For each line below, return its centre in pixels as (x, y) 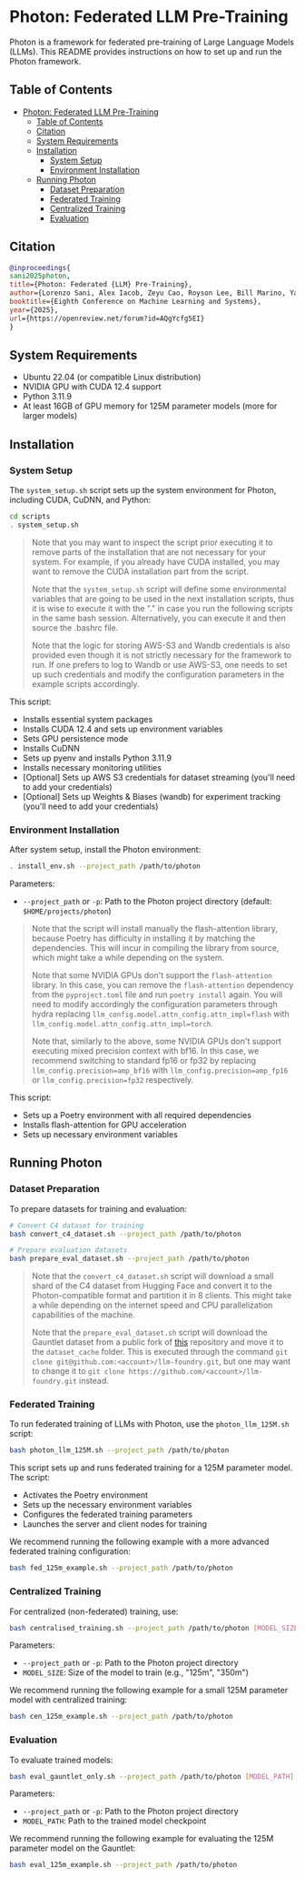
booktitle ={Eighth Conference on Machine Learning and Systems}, (135, 302)
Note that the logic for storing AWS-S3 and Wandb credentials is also (161, 645)
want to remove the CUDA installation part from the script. (140, 571)
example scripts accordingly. (85, 683)
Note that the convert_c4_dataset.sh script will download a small (152, 1277)
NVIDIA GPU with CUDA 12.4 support (92, 387)
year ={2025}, (34, 310)
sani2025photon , (40, 276)
